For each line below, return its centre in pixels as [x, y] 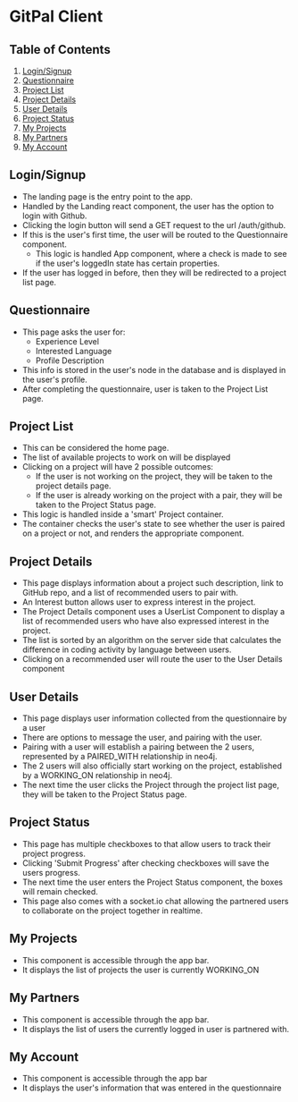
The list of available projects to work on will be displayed [126, 457]
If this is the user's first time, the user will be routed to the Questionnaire [155, 234]
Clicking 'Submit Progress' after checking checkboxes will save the [145, 863]
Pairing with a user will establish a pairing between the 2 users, [138, 747]
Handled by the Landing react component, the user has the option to [148, 206]
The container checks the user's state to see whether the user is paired [153, 524]
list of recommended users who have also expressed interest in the [145, 621]
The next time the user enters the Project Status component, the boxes [153, 882]
